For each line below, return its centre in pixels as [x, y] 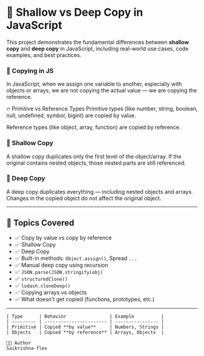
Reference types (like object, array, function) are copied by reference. [93, 128]
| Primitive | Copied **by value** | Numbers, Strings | [85, 327]
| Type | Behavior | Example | [85, 316]
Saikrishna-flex [27, 348]
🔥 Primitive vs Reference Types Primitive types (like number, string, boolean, [102, 109]
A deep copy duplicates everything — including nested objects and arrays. [100, 191]
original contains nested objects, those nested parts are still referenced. [96, 163]
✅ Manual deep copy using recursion [61, 265]
